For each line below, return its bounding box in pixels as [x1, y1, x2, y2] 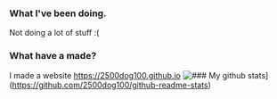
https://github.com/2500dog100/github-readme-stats [12, 79, 209, 90]
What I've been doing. [9, 7, 107, 20]
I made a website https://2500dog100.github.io [9, 70, 181, 80]
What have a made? [9, 50, 97, 62]
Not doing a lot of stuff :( [9, 28, 100, 38]
